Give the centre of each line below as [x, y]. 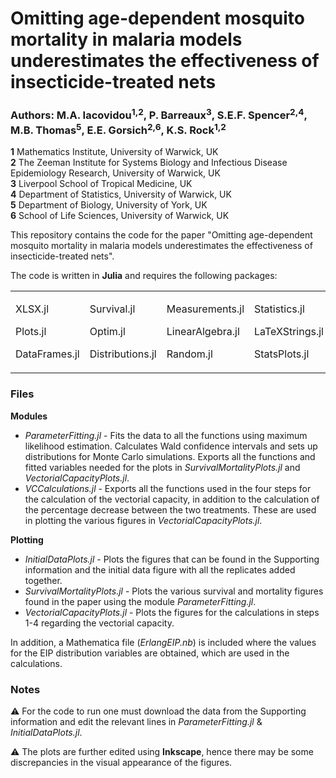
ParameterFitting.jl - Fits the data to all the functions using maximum [166, 435]
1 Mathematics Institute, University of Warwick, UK [114, 152]
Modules [29, 416]
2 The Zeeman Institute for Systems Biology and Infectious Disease [149, 163]
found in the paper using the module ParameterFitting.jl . [140, 601]
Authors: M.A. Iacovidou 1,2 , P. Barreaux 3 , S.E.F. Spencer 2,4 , [159, 114]
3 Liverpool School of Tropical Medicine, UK [101, 184]
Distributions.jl [123, 354]
